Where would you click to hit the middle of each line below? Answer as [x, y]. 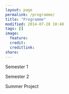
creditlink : [22, 48]
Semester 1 [17, 67]
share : [12, 52]
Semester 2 [17, 76]
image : [12, 33]
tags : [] [14, 29]
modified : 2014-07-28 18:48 [35, 24]
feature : [19, 38]
